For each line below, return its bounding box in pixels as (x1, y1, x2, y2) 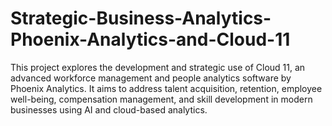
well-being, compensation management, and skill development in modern (10, 93, 313, 105)
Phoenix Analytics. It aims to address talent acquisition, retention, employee (10, 82, 323, 94)
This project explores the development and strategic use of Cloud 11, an (10, 61, 306, 73)
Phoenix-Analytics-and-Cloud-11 (10, 28, 291, 51)
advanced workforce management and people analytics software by (10, 72, 292, 84)
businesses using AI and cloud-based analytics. (10, 103, 208, 116)
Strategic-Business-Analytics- (10, 7, 272, 30)
